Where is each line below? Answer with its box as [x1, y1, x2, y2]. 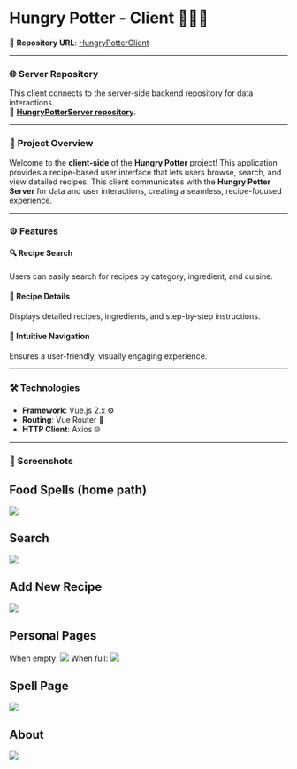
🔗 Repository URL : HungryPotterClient [9, 37, 149, 48]
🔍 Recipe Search [9, 248, 73, 259]
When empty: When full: [9, 653, 109, 664]
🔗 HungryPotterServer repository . [9, 106, 137, 118]
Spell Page [9, 678, 69, 694]
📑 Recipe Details [9, 291, 71, 302]
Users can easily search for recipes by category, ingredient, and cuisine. [9, 270, 274, 282]
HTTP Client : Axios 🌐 [21, 424, 102, 435]
